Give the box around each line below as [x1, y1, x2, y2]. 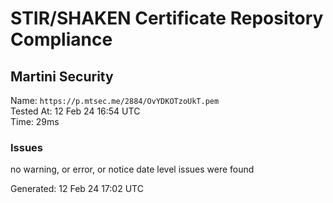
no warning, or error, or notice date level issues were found [10, 163, 255, 176]
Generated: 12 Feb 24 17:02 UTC [10, 183, 144, 195]
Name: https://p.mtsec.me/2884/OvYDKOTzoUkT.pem [10, 95, 220, 106]
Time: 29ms [10, 116, 60, 127]
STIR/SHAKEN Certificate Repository [10, 7, 324, 30]
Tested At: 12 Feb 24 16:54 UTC [10, 105, 141, 117]
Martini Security [10, 68, 114, 85]
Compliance [10, 28, 113, 51]
